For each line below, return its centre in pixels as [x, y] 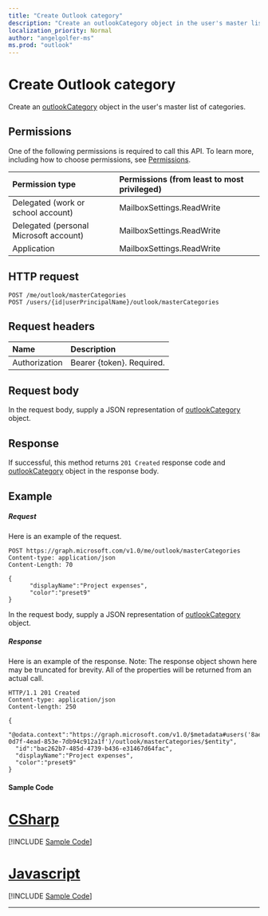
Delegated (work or [49, 202]
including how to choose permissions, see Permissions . [100, 159]
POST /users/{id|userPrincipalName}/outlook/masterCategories [114, 302]
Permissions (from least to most [181, 179]
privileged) [140, 189]
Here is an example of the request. [65, 537]
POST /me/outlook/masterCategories [67, 295]
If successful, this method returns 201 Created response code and [117, 462]
